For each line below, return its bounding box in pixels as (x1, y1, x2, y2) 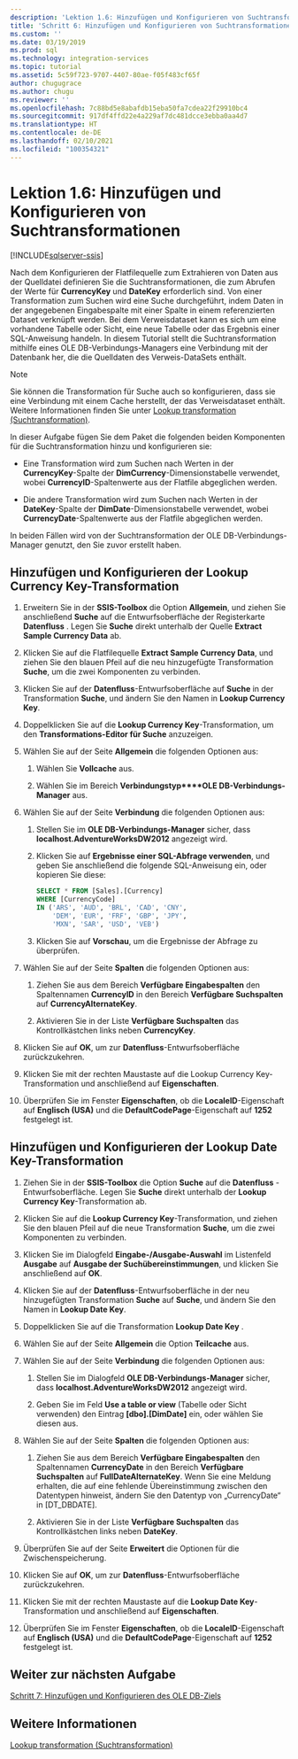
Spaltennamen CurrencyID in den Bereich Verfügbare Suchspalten (35, 988, 284, 999)
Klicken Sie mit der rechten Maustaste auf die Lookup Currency (22, 1068, 255, 1079)
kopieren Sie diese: (35, 870, 107, 880)
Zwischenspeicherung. (22, 1552, 107, 1563)
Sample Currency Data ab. (22, 631, 122, 641)
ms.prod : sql (10, 46, 58, 55)
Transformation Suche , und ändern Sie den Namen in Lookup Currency (22, 693, 286, 704)
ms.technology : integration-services (10, 54, 149, 63)
